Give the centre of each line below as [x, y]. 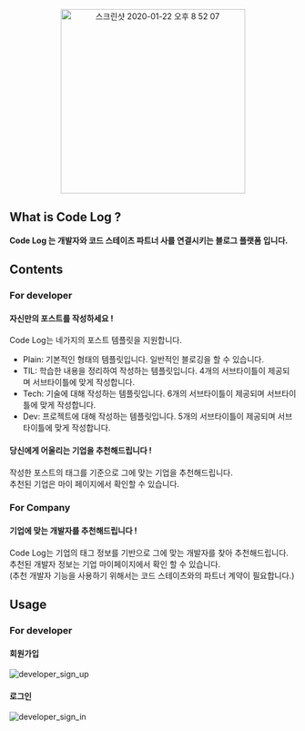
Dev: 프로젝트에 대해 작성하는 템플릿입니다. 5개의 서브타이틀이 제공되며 [149, 416]
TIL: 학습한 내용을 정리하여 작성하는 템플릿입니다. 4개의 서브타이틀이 [144, 371]
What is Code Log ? [66, 217]
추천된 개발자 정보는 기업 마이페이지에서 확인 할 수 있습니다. [115, 563]
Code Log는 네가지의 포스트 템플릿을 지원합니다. [96, 340]
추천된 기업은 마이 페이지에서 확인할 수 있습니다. [95, 483]
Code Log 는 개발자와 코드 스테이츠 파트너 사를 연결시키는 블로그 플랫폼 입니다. [149, 240]
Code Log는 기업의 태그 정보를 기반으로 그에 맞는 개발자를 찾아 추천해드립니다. [149, 553]
